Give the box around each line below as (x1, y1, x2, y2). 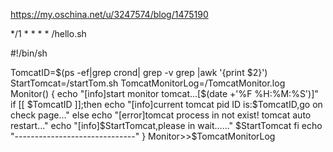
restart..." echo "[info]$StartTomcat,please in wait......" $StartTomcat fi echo (10, 120, 323, 131)
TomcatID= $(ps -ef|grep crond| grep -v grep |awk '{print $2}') (10, 67, 268, 78)
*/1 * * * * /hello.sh (10, 28, 87, 39)
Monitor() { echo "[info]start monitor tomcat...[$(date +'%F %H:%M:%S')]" (10, 88, 319, 99)
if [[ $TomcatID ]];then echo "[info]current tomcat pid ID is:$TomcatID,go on (10, 99, 323, 110)
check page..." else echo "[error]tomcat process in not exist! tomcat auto (10, 109, 312, 121)
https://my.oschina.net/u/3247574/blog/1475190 (10, 9, 209, 20)
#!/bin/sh (10, 47, 48, 59)
